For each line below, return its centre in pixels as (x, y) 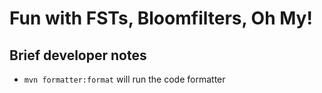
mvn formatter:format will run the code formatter (124, 79)
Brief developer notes (78, 55)
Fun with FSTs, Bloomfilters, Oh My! (161, 18)
